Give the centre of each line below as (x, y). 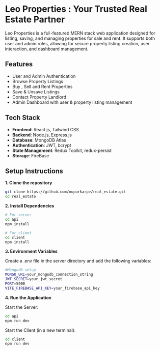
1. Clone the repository (29, 183)
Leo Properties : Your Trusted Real (76, 9)
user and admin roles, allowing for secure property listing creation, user (77, 43)
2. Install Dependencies (30, 206)
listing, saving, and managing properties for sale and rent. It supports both (80, 38)
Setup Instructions (34, 171)
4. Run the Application (28, 297)
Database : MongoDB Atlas (39, 140)
